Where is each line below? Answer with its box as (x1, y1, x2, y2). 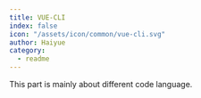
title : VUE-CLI (9, 12, 66, 22)
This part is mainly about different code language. (9, 79, 193, 89)
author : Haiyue (9, 37, 66, 47)
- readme (17, 54, 50, 63)
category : (9, 46, 46, 55)
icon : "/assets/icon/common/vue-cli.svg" (9, 29, 166, 38)
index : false (9, 21, 58, 30)
